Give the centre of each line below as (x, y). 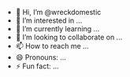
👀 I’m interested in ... (49, 20)
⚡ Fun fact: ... (37, 66)
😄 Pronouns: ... (41, 57)
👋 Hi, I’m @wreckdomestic (58, 12)
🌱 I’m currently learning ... (58, 29)
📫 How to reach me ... (52, 46)
